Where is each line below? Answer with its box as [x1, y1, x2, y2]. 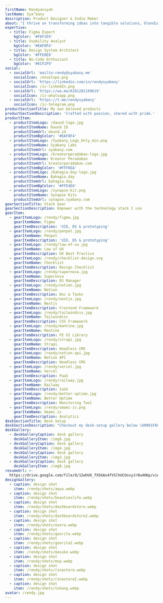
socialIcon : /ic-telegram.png [14, 102, 75, 107]
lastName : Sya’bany [5, 12, 45, 17]
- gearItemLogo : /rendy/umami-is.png [9, 405, 86, 410]
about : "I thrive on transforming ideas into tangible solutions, [5, 20, 142, 26]
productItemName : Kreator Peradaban [14, 156, 88, 161]
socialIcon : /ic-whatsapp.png [14, 93, 75, 98]
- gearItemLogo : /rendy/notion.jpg [9, 283, 81, 288]
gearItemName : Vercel [14, 369, 57, 373]
